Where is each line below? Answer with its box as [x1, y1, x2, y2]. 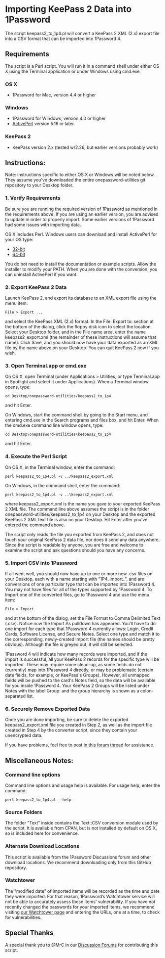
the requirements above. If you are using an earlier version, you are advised [5, 211, 159, 217]
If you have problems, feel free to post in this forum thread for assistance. [5, 742, 155, 748]
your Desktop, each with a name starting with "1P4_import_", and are [5, 576, 144, 582]
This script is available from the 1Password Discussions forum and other [5, 854, 151, 860]
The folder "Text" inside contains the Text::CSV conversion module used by [5, 820, 159, 826]
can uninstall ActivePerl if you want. [5, 271, 78, 277]
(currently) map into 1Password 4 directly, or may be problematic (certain [5, 667, 154, 673]
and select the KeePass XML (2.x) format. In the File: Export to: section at [5, 319, 154, 324]
